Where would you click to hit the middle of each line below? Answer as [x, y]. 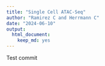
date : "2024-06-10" [31, 23]
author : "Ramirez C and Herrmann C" [53, 18]
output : [16, 29]
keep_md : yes [34, 40]
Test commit [22, 58]
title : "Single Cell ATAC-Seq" [46, 12]
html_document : [31, 35]
